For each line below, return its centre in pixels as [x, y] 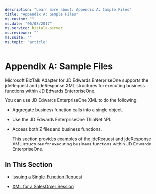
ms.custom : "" [20, 19]
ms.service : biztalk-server [34, 28]
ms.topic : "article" [26, 42]
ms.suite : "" [19, 38]
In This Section [29, 165]
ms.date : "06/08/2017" [28, 24]
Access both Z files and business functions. [57, 129]
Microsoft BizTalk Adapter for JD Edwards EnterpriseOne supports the [77, 80]
